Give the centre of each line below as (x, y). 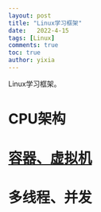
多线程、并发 (50, 198)
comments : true (33, 45)
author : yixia (32, 61)
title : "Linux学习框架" (45, 23)
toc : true (25, 53)
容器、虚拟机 (50, 158)
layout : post (30, 16)
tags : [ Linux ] (32, 38)
